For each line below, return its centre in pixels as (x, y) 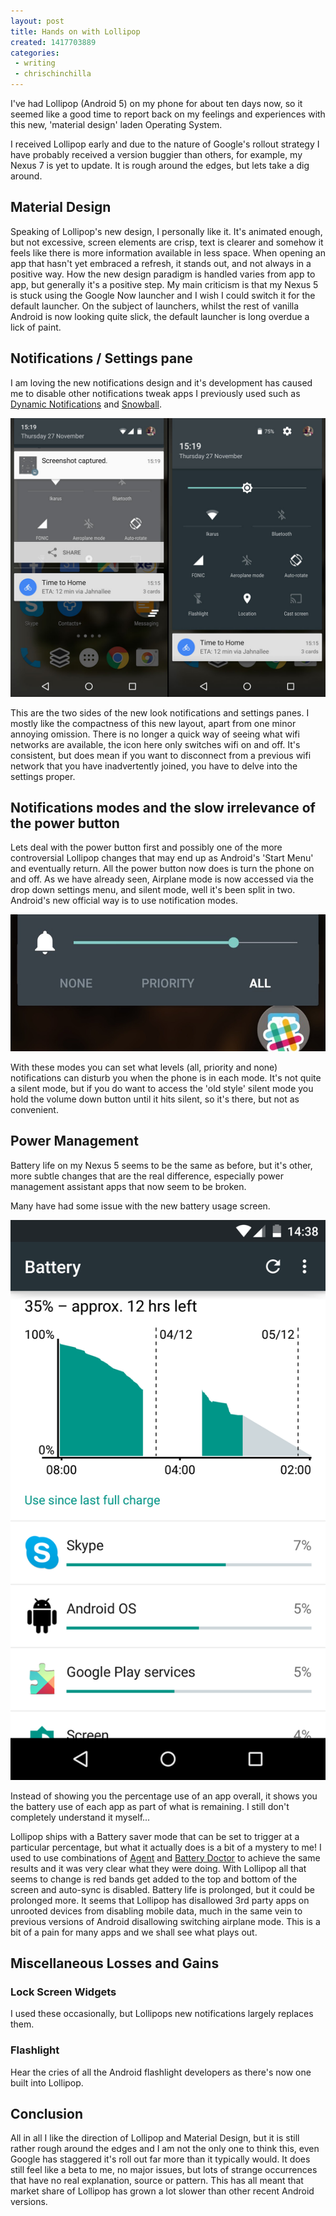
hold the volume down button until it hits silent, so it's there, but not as (155, 1099)
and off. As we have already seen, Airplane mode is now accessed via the (162, 879)
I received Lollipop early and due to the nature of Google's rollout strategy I (165, 144)
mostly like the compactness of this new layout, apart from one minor (153, 723)
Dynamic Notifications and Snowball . (86, 404)
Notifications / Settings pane (101, 358)
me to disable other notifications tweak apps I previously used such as (155, 393)
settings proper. (43, 776)
